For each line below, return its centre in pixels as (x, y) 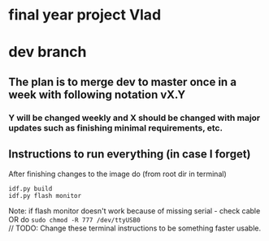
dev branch (48, 52)
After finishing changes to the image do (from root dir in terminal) (118, 174)
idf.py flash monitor (45, 196)
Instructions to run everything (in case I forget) (130, 155)
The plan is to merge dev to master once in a (123, 82)
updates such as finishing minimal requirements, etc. (116, 127)
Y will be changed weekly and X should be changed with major (134, 118)
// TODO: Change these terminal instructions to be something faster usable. (135, 228)
